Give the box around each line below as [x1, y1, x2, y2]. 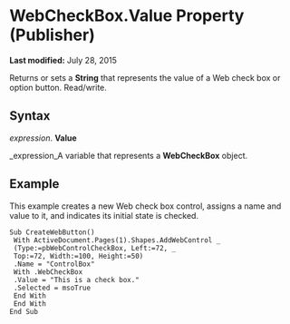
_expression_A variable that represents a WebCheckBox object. [9, 150, 247, 161]
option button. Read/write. [9, 82, 107, 93]
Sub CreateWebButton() [9, 228, 95, 237]
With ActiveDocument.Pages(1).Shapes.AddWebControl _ [13, 235, 221, 245]
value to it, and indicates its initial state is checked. [9, 210, 199, 221]
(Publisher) [9, 25, 95, 45]
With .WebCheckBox [13, 267, 83, 277]
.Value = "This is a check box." [13, 275, 140, 284]
